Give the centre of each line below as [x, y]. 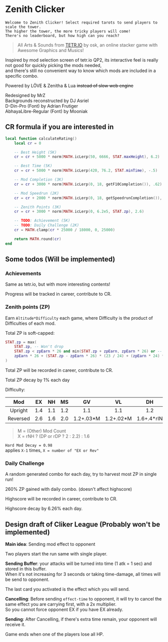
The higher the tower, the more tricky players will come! [68, 31]
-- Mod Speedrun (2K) [36, 193]
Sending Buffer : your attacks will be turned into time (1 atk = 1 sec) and [78, 563]
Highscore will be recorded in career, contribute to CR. [61, 499]
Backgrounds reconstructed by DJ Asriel [47, 101]
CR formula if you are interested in [59, 127]
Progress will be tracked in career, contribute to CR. [58, 294]
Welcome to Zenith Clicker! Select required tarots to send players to [81, 23]
